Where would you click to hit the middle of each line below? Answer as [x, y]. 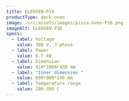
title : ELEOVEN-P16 [30, 12]
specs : [14, 34]
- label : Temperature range [46, 84]
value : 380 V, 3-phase [45, 45]
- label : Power [30, 50]
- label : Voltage [33, 39]
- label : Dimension [36, 61]
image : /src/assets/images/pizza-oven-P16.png [65, 23]
